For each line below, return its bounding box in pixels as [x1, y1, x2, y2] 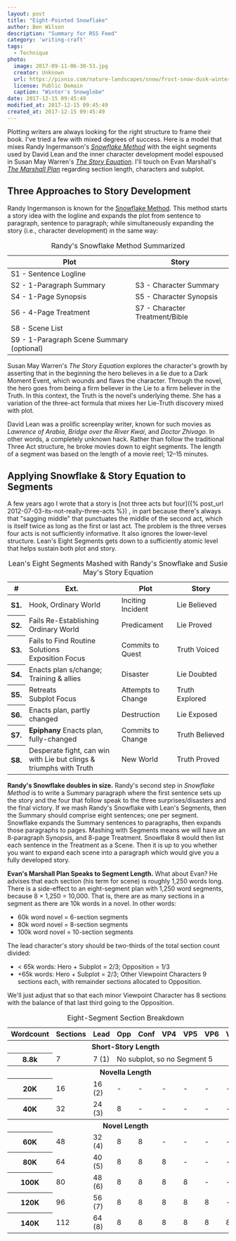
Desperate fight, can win [29, 746, 110, 756]
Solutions [29, 645, 60, 655]
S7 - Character [135, 303, 186, 313]
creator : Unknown [13, 69, 65, 76]
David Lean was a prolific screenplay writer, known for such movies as [7, 419, 211, 428]
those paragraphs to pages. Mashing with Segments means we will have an [7, 826, 226, 834]
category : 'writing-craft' [7, 37, 86, 44]
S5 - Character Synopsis [135, 291, 218, 301]
